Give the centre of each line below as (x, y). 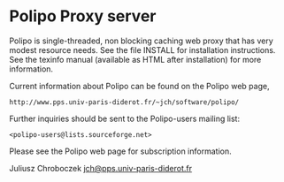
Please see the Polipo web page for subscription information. (120, 151)
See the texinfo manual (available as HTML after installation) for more (135, 59)
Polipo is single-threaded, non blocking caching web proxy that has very (142, 41)
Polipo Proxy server (83, 16)
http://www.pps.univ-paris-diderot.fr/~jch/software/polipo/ (124, 102)
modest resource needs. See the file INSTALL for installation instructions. (142, 49)
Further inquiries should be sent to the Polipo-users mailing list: (125, 118)
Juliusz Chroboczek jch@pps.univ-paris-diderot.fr (101, 168)
